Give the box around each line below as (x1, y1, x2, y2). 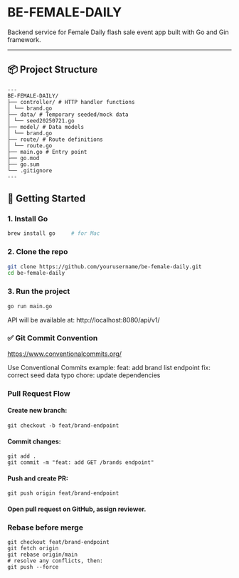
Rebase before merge (7, 522, 84, 532)
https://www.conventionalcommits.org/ (7, 350, 122, 358)
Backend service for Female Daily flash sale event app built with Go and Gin (7, 28, 229, 36)
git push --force (7, 564, 59, 571)
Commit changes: (7, 437, 62, 446)
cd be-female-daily (7, 270, 65, 277)
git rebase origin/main (7, 551, 78, 559)
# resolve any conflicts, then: (7, 557, 103, 564)
